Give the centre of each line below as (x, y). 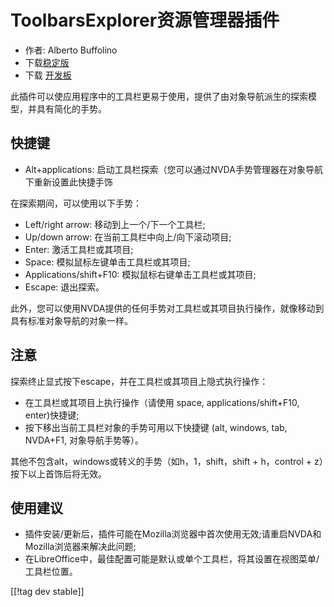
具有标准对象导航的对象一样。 (71, 320)
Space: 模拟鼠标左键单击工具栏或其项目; (107, 262)
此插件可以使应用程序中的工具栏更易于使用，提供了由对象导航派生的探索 (159, 96)
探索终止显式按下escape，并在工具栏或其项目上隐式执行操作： (139, 381)
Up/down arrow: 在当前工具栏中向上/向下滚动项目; (128, 237)
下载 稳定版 (47, 62)
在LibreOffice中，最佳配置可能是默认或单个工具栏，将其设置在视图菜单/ (172, 559)
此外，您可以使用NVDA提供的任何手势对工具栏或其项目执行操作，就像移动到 (167, 308)
